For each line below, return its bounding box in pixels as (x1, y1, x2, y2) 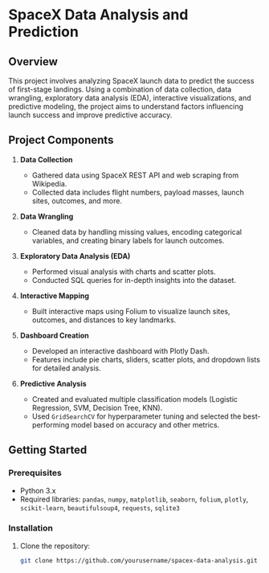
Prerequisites (8, 468, 62, 479)
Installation (8, 522, 54, 534)
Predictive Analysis (19, 379, 87, 388)
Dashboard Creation (19, 330, 90, 340)
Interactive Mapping (19, 291, 90, 301)
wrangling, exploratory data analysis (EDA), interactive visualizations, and (8, 93, 251, 102)
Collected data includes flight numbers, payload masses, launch (31, 187, 245, 197)
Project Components (8, 133, 114, 147)
